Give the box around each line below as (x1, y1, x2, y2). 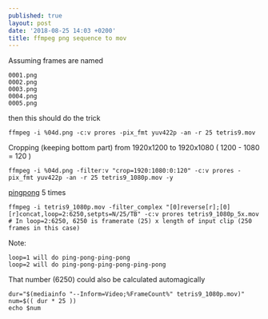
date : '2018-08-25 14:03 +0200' (8, 26, 116, 34)
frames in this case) (8, 225, 81, 233)
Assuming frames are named (8, 56, 104, 66)
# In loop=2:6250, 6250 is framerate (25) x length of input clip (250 (8, 217, 252, 225)
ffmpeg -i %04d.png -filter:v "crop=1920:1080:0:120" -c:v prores (8, 167, 234, 175)
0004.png (8, 93, 38, 101)
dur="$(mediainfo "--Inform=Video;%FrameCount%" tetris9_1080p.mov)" (8, 290, 246, 298)
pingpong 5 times (8, 188, 66, 197)
